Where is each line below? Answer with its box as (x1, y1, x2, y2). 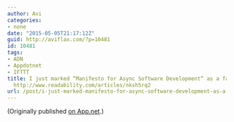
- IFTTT (7, 68, 30, 75)
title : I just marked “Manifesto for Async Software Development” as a (7, 75, 219, 82)
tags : (7, 49, 23, 56)
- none (7, 23, 26, 30)
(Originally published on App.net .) (7, 107, 104, 116)
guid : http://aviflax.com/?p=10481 (7, 36, 111, 43)
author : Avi (7, 10, 42, 17)
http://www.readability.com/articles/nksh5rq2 (13, 82, 151, 89)
